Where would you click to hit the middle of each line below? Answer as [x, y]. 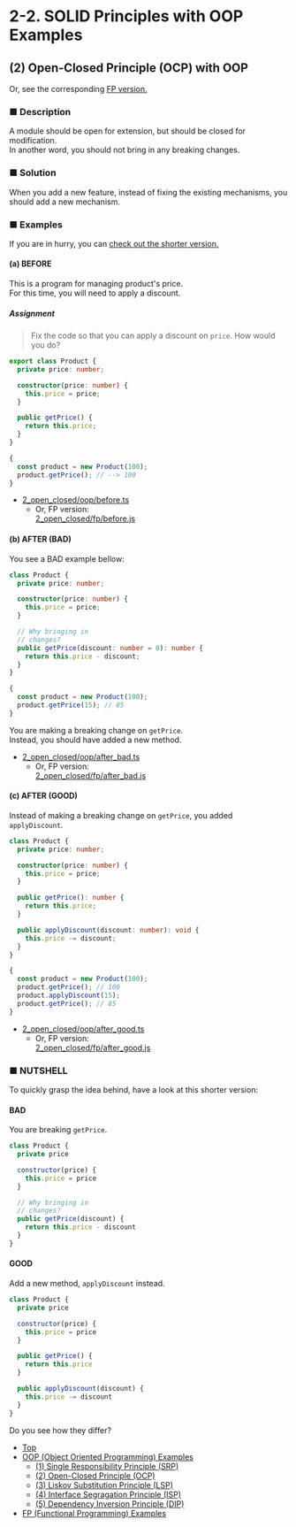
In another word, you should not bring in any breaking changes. [125, 150]
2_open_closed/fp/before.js [85, 518]
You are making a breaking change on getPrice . [96, 730]
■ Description [40, 111]
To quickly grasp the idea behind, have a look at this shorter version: [134, 1090]
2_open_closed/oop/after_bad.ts [81, 756]
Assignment [32, 313]
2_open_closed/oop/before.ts [76, 500]
